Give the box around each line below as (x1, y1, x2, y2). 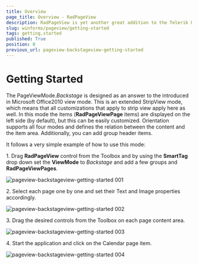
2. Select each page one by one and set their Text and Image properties (6, 187, 181, 194)
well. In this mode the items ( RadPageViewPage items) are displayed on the (6, 110, 190, 118)
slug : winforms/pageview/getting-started (6, 25, 110, 31)
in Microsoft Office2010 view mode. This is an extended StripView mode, (6, 98, 183, 105)
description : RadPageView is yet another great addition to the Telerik (6, 19, 189, 25)
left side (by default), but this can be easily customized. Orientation (6, 117, 170, 124)
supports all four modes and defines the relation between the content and (6, 123, 186, 130)
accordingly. (6, 194, 37, 201)
